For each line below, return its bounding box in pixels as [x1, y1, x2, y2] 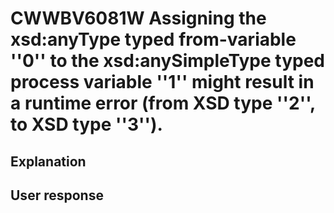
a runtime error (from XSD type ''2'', [10, 92, 316, 115]
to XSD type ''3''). [10, 113, 163, 136]
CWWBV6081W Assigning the [10, 7, 267, 30]
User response [10, 187, 104, 204]
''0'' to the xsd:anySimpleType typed [10, 50, 325, 72]
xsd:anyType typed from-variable [10, 28, 297, 51]
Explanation [10, 153, 87, 170]
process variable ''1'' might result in [10, 71, 315, 94]
